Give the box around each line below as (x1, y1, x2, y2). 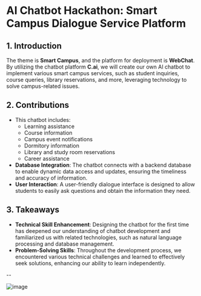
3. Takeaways (6, 204, 59, 215)
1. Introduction (6, 41, 62, 51)
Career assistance (24, 155, 70, 162)
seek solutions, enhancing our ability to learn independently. (15, 259, 166, 267)
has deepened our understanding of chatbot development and (15, 227, 171, 234)
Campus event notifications (24, 135, 93, 143)
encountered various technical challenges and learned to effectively (15, 253, 185, 260)
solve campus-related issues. (6, 82, 80, 90)
